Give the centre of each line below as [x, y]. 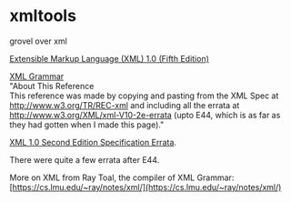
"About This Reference [52, 86]
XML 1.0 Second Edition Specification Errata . [93, 142]
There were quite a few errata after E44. [85, 159]
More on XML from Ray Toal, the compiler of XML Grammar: [122, 177]
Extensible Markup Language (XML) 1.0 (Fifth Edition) [109, 58]
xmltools [43, 16]
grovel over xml [39, 41]
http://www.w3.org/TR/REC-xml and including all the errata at [125, 105]
